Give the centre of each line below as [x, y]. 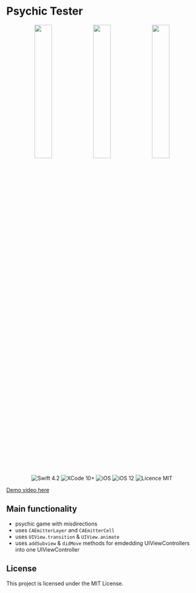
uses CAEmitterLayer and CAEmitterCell [65, 530]
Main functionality [42, 509]
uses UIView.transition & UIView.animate [67, 536]
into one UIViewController [47, 549]
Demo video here [28, 490]
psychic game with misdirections [56, 524]
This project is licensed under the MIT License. [65, 583]
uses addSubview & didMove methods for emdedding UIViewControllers [102, 543]
